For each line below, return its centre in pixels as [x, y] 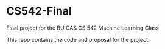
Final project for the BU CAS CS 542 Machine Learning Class [83, 28]
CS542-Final [39, 11]
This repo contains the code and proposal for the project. [78, 39]
